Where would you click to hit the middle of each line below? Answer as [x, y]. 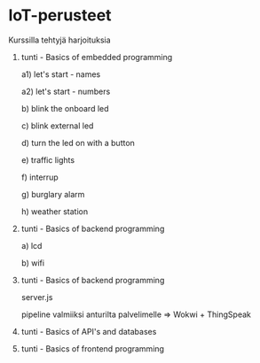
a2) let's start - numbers [66, 91]
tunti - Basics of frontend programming [93, 348]
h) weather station [55, 211]
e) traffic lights [48, 159]
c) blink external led [57, 126]
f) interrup [39, 177]
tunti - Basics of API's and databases [89, 331]
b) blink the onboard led [65, 108]
